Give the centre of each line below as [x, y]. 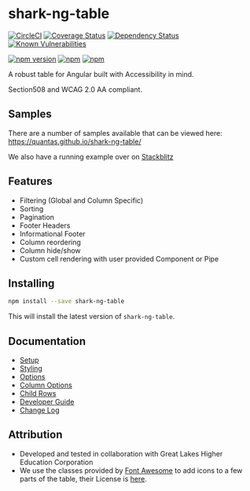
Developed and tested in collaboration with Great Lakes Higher [121, 453]
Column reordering [50, 242]
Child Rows [38, 394]
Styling [31, 368]
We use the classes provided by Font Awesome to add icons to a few [131, 470]
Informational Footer [52, 233]
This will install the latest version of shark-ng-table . [92, 317]
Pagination [37, 217]
